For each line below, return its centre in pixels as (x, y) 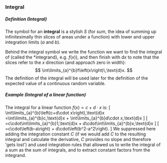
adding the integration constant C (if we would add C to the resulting (76, 134)
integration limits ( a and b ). (33, 42)
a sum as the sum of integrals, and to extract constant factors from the (78, 150)
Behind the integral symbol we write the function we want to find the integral (84, 51)
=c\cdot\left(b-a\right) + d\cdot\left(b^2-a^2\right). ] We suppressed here (81, 128)
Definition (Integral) (26, 19)
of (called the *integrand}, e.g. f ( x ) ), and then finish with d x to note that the (82, 57)
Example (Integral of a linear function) (46, 95)
